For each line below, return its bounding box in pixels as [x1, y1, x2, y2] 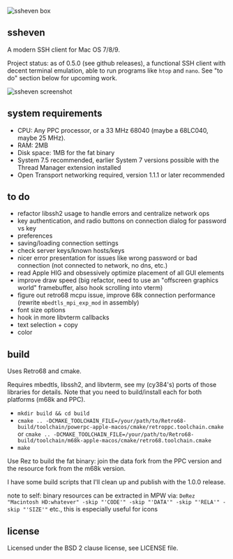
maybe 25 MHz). [17, 133, 66, 142]
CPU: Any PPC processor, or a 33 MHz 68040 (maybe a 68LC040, [17, 126, 209, 134]
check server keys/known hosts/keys [17, 247, 125, 255]
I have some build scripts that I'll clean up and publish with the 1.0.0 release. [7, 478, 226, 486]
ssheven [7, 27, 45, 38]
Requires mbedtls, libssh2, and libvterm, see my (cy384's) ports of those [7, 381, 217, 389]
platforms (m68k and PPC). [7, 395, 86, 404]
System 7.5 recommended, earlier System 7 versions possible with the [17, 156, 220, 164]
